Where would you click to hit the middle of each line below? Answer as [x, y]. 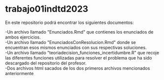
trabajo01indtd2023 [47, 9]
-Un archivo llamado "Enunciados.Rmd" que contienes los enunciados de [79, 32]
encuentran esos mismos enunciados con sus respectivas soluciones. [76, 47]
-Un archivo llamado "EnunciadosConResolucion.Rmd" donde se [70, 42]
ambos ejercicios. [23, 37]
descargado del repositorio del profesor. [46, 63]
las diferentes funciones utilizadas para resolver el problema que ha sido [79, 58]
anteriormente [19, 73]
